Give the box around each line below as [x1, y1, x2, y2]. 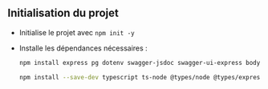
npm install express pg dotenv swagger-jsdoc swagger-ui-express [18, 59, 242, 67]
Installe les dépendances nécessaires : [18, 43, 148, 53]
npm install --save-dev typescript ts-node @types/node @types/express [18, 73, 264, 81]
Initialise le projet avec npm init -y [18, 27, 135, 37]
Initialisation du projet [7, 6, 120, 20]
